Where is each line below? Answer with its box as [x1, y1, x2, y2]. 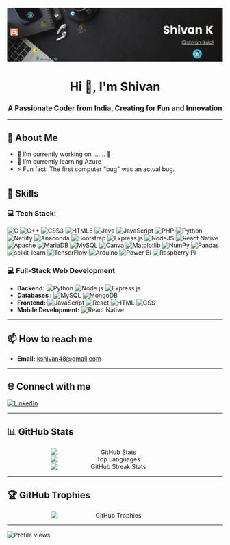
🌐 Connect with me [7, 381, 91, 392]
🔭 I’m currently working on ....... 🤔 [16, 150, 112, 158]
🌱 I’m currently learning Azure [16, 157, 101, 166]
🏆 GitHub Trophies [7, 490, 91, 501]
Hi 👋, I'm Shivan [69, 79, 161, 94]
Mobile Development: [16, 306, 80, 314]
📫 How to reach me [7, 333, 93, 344]
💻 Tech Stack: [7, 208, 57, 218]
